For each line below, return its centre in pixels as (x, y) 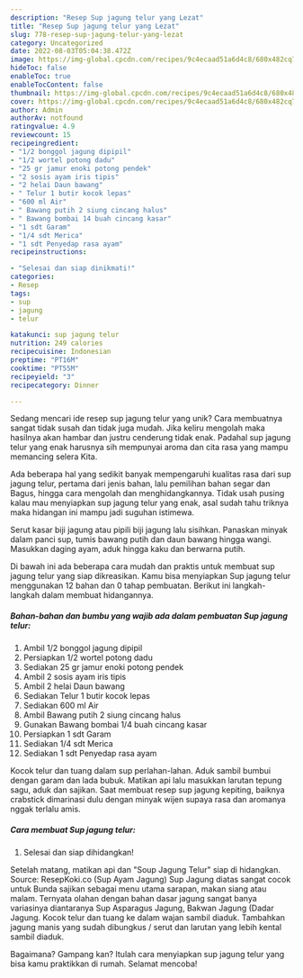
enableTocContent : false (57, 85)
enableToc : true (40, 77)
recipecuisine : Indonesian (61, 352)
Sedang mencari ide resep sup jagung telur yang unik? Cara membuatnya (146, 419)
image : (22, 59)
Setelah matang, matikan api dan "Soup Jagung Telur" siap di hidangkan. (146, 870)
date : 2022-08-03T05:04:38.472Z (71, 51)
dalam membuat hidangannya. (97, 595)
